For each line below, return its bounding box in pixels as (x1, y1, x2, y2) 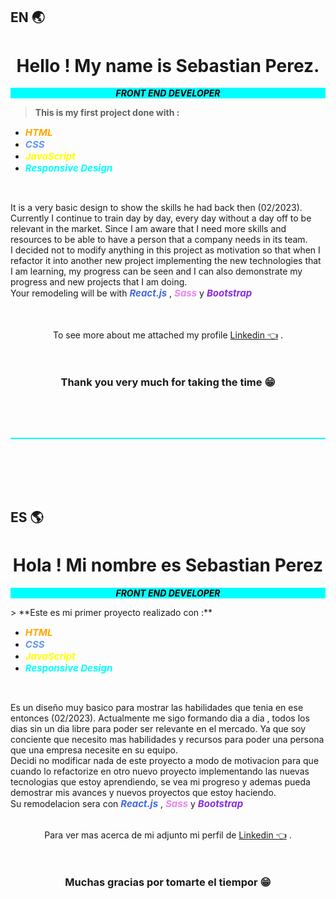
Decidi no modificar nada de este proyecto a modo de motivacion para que (10, 754, 320, 766)
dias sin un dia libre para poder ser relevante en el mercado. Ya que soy (10, 722, 307, 734)
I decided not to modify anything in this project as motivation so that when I (10, 244, 321, 256)
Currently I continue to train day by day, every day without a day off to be (10, 212, 312, 224)
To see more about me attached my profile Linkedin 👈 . (53, 329, 283, 341)
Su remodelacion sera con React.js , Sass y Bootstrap (10, 797, 244, 810)
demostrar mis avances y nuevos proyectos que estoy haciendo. (10, 786, 277, 798)
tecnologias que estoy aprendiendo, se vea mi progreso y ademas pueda (10, 775, 311, 788)
